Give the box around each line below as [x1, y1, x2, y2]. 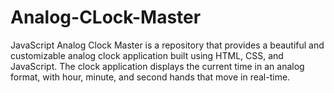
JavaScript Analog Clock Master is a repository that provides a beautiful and [10, 39, 325, 51]
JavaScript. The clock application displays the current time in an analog [10, 60, 305, 72]
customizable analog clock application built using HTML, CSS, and [10, 49, 284, 61]
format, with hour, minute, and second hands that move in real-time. [10, 71, 291, 83]
